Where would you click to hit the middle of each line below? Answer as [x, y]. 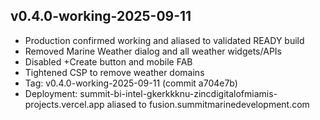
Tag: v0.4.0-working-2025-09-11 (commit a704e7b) [131, 83]
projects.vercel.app [64, 104]
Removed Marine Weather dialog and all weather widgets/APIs [153, 51]
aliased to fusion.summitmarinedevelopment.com [208, 104]
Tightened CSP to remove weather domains [114, 72]
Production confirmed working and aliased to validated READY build [164, 40]
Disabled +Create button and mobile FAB [108, 61]
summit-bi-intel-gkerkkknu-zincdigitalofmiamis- [178, 93]
